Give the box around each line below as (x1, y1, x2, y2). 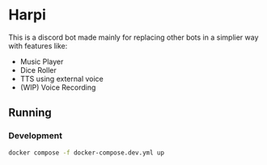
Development (8, 130, 63, 142)
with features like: (8, 40, 68, 50)
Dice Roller (19, 65, 57, 74)
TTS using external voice (19, 74, 104, 83)
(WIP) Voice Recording (19, 82, 96, 92)
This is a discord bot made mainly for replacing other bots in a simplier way (8, 32, 259, 42)
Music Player (19, 57, 64, 66)
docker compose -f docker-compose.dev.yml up (8, 148, 164, 157)
